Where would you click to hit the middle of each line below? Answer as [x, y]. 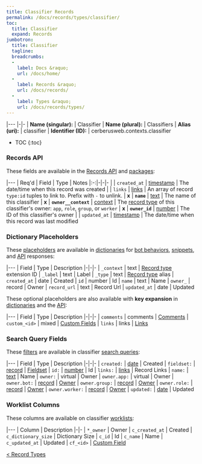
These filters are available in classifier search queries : [73, 352]
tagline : [23, 51]
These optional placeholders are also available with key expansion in [92, 299]
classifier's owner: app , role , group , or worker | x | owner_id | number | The [98, 208]
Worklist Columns [33, 405]
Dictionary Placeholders [43, 237]
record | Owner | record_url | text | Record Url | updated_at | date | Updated [100, 287]
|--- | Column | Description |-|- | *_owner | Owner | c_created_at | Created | [99, 430]
